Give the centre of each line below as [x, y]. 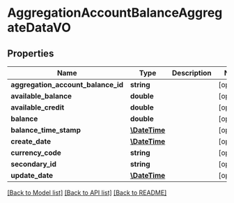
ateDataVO [39, 28]
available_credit [38, 107]
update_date [32, 175]
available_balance [41, 96]
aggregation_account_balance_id [67, 85]
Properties [31, 53]
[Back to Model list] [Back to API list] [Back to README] [87, 193]
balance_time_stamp [46, 130]
